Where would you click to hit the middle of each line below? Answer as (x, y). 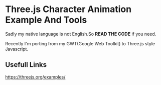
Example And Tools (46, 20)
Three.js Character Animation (68, 9)
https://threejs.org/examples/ (35, 77)
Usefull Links (26, 65)
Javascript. (17, 49)
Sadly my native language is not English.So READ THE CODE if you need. (81, 34)
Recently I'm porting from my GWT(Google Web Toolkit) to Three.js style (80, 43)
